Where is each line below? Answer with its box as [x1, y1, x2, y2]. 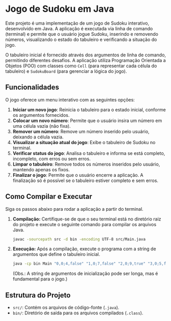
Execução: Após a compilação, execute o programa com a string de [12, 246, 157, 252]
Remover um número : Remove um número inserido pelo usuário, [12, 128, 150, 134]
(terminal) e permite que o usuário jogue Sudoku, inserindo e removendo [5, 31, 158, 37]
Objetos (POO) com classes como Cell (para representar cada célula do [5, 63, 157, 69]
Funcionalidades [5, 83, 60, 92]
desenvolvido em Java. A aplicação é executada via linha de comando [5, 25, 153, 31]
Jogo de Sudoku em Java [5, 3, 114, 15]
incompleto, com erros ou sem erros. [12, 155, 91, 162]
